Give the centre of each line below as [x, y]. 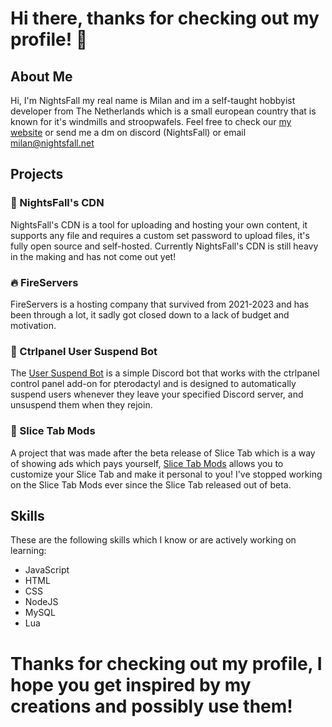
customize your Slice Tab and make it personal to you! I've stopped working [166, 474]
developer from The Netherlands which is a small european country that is [163, 111]
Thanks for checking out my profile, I [166, 663]
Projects [37, 174]
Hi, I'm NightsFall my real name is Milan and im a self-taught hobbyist [153, 100]
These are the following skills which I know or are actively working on [153, 540]
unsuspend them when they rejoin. [81, 405]
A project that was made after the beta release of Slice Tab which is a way [163, 453]
